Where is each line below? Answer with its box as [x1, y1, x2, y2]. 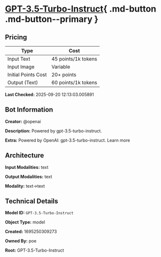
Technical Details [5, 197, 59, 206]
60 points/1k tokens [51, 79, 98, 86]
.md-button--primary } [5, 14, 99, 25]
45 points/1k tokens [51, 56, 98, 62]
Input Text [7, 56, 30, 62]
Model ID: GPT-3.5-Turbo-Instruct [5, 210, 74, 216]
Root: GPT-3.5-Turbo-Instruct [5, 247, 64, 253]
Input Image [7, 64, 35, 70]
